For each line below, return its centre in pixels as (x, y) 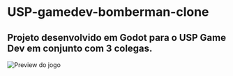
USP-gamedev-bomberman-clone (108, 12)
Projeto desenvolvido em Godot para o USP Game (117, 38)
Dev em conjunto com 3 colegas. (80, 48)
